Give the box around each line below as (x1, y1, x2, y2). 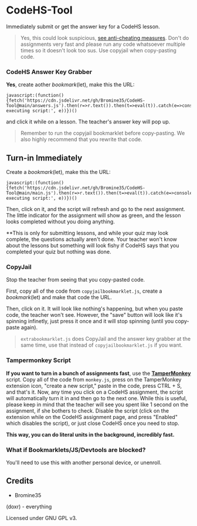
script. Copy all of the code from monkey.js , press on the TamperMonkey (6, 376, 182, 383)
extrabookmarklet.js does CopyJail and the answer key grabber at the (20, 336, 191, 343)
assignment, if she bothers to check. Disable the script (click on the (6, 407, 169, 414)
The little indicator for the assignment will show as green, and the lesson (6, 212, 181, 219)
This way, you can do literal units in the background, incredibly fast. (6, 431, 175, 438)
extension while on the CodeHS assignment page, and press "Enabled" (6, 413, 178, 420)
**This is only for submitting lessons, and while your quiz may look (6, 230, 169, 237)
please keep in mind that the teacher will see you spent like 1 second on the (6, 401, 189, 408)
